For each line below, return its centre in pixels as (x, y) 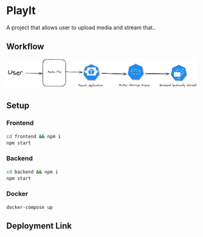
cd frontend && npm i (34, 136)
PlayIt (21, 11)
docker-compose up (29, 207)
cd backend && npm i (33, 172)
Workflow (25, 47)
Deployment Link (39, 226)
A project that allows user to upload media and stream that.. (81, 27)
